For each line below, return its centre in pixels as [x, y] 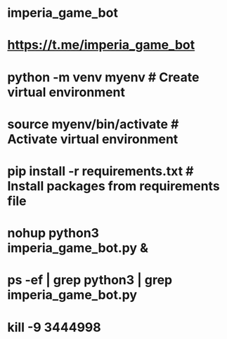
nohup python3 [53, 233]
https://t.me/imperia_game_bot [101, 45]
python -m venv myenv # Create [103, 77]
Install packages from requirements [113, 186]
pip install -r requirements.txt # [100, 171]
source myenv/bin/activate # [93, 124]
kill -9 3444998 [54, 327]
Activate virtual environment [93, 139]
